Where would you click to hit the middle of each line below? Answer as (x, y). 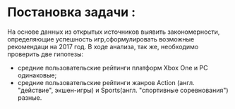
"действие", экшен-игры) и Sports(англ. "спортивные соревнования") (123, 90)
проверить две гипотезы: (46, 54)
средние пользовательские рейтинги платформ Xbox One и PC (113, 68)
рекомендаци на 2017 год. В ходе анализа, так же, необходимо (103, 46)
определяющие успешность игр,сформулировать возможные (101, 39)
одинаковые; (37, 75)
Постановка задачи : (72, 12)
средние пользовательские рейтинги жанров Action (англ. (106, 82)
